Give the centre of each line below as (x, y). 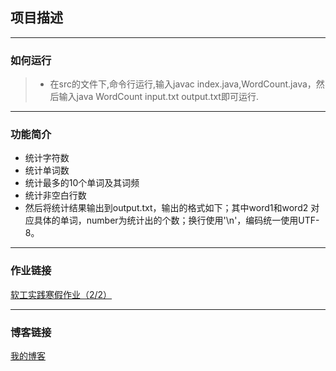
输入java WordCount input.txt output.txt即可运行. (158, 97)
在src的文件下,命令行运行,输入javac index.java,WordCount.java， (183, 84)
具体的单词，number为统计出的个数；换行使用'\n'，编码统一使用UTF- (176, 220)
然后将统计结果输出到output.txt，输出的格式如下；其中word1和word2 (166, 208)
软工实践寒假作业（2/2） (61, 294)
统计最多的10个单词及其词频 (82, 183)
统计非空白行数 (55, 195)
